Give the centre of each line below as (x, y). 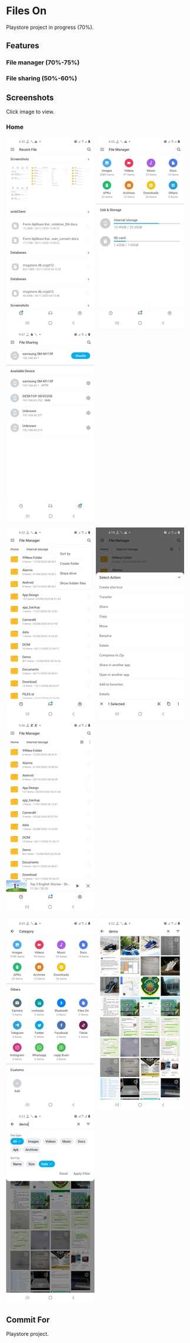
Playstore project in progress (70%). (50, 27)
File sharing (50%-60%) (42, 78)
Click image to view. (30, 112)
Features (23, 46)
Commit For (28, 1320)
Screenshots (30, 98)
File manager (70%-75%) (43, 63)
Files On (26, 11)
